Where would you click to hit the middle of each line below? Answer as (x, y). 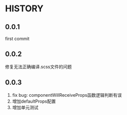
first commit (17, 38)
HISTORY (24, 9)
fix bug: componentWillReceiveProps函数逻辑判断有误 (67, 95)
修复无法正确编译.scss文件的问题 (39, 67)
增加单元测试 (25, 107)
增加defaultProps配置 (34, 101)
